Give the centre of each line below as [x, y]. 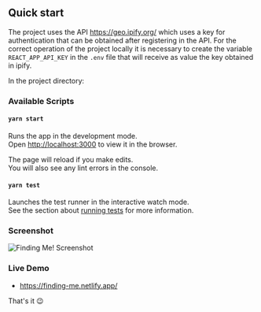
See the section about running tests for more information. [101, 210]
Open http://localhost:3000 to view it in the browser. [93, 144]
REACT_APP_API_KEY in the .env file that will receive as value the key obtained [131, 57]
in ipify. [20, 65]
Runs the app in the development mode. [73, 136]
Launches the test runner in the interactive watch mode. [99, 202]
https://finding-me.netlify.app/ [68, 285]
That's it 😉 [26, 301]
